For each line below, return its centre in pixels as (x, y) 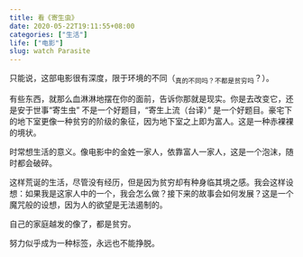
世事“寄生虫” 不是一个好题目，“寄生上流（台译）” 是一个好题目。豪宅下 (163, 110)
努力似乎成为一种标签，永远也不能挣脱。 (84, 243)
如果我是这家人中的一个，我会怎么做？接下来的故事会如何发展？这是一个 (159, 193)
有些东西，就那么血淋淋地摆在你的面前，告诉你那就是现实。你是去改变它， (147, 98)
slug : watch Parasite (50, 51)
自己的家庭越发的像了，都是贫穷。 (73, 224)
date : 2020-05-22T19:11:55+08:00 (72, 26)
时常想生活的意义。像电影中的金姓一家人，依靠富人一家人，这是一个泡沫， (147, 151)
